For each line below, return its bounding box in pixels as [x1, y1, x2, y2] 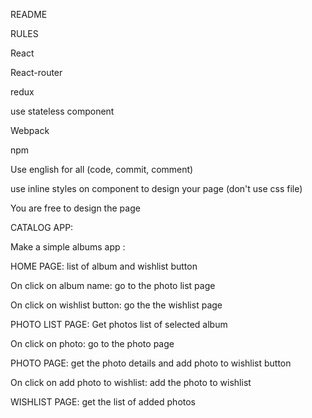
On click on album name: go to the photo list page [10, 280, 216, 291]
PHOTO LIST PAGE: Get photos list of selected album [10, 319, 228, 330]
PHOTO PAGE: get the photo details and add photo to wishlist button [10, 357, 292, 369]
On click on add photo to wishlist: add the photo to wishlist [10, 377, 252, 388]
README [10, 9, 48, 20]
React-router [10, 67, 63, 78]
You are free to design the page [10, 202, 141, 214]
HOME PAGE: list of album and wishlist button [10, 260, 198, 272]
